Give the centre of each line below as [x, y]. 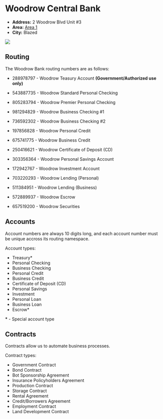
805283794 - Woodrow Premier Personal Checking [64, 102]
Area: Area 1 [25, 27]
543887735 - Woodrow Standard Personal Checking [65, 93]
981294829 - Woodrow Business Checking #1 [58, 112]
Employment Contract [34, 406]
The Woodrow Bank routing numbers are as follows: [57, 68]
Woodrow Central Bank [53, 9]
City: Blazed [25, 32]
